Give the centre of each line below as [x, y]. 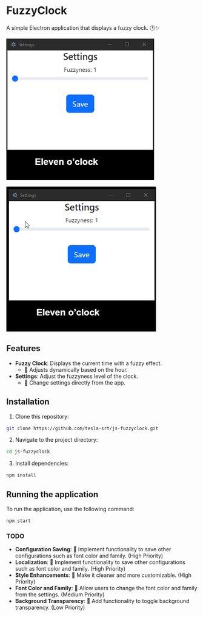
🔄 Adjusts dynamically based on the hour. [76, 369]
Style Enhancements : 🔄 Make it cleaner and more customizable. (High [103, 575]
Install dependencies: [42, 464]
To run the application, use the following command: [70, 509]
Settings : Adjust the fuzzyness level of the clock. [76, 376]
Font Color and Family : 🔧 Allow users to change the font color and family [106, 588]
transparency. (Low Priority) [50, 608]
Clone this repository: [42, 416]
